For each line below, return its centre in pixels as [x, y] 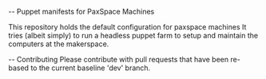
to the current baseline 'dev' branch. [91, 68]
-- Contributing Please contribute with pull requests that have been [119, 59]
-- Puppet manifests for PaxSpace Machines [81, 12]
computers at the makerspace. [59, 44]
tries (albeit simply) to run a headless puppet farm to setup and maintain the [133, 36]
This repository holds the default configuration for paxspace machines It [127, 27]
